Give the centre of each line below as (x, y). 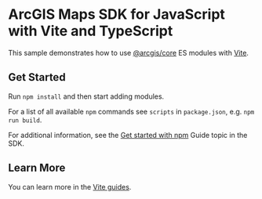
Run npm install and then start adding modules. (86, 96)
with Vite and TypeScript (91, 31)
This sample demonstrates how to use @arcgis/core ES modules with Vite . (129, 52)
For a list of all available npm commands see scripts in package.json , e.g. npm (131, 111)
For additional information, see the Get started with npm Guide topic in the (128, 135)
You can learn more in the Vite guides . (70, 186)
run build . (25, 120)
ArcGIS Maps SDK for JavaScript (117, 14)
